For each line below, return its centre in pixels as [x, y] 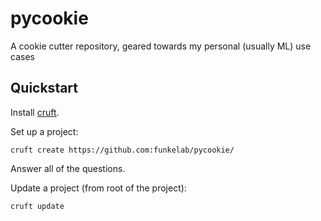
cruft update [37, 206]
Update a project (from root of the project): [98, 188]
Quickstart [44, 88]
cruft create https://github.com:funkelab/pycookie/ [122, 150]
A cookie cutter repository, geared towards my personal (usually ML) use [161, 46]
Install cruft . [35, 112]
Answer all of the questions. [68, 168]
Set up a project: [44, 131]
